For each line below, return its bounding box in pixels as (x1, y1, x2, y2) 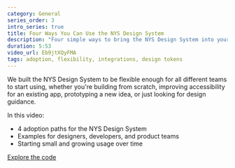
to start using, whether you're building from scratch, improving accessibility (7, 82, 225, 91)
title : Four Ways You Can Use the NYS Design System (7, 29, 164, 37)
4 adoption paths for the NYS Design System (17, 124, 147, 133)
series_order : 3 (7, 17, 55, 24)
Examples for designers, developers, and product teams (17, 132, 180, 140)
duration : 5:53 (7, 43, 52, 50)
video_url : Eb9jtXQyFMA (7, 50, 77, 57)
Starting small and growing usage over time (17, 139, 143, 148)
